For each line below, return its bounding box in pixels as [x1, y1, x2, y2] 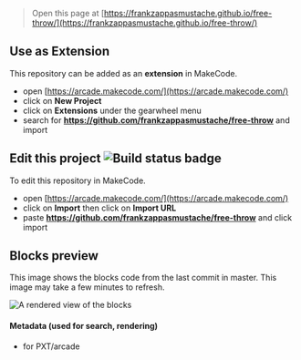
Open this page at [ [31, 8, 105, 18]
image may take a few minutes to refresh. [9, 282, 165, 293]
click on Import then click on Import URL [22, 202, 177, 213]
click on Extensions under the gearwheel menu [22, 105, 202, 116]
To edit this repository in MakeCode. [9, 175, 146, 186]
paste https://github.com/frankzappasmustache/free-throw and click [22, 211, 293, 222]
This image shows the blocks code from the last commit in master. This [9, 273, 277, 283]
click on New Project [22, 95, 102, 106]
